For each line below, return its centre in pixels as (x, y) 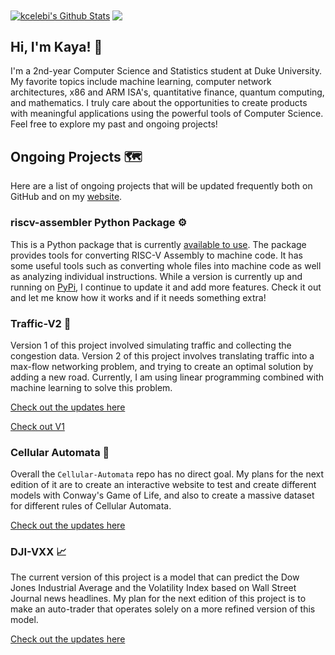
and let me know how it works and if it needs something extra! (138, 297)
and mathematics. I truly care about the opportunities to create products (159, 103)
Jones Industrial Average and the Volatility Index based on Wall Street (153, 588)
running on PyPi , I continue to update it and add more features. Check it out (166, 287)
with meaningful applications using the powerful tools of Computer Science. (167, 114)
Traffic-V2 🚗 (41, 323)
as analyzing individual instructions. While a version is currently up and (156, 276)
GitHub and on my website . (66, 197)
